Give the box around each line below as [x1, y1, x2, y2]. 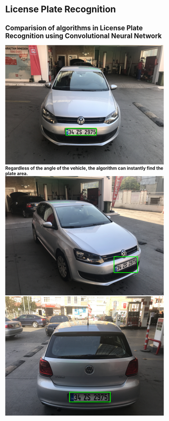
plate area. [5, 171, 29, 176]
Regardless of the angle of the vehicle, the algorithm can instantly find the [5, 165, 163, 171]
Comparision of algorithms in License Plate [5, 24, 143, 32]
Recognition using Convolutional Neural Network [5, 31, 162, 40]
